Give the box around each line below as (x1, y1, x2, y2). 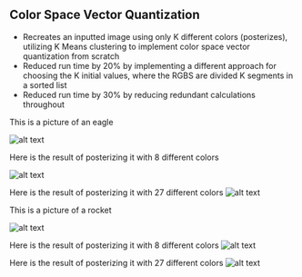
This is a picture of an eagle (9, 116, 114, 127)
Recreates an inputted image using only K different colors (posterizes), (22, 31, 288, 42)
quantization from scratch (22, 50, 120, 62)
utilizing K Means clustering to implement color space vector (22, 41, 250, 52)
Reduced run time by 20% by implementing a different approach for (22, 60, 277, 71)
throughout (22, 99, 65, 110)
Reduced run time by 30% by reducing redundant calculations (22, 89, 257, 100)
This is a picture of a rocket (9, 204, 112, 215)
